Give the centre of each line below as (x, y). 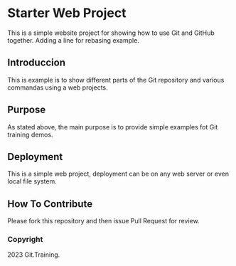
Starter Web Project (67, 13)
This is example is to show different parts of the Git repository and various (116, 80)
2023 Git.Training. (34, 255)
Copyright (25, 240)
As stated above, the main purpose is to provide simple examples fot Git (113, 127)
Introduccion (37, 63)
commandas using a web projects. (58, 87)
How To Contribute (50, 204)
